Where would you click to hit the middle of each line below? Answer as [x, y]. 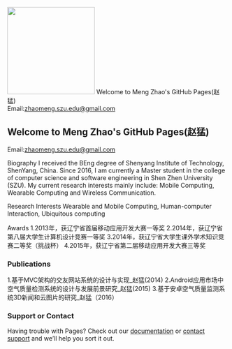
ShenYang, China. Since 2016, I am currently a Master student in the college [116, 170]
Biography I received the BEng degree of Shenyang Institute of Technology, [116, 163]
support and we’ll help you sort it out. [61, 339]
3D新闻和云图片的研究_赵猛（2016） [65, 297]
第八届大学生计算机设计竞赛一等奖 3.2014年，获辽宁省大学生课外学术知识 [113, 237]
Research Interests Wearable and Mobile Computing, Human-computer [109, 206]
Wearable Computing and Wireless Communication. [81, 193]
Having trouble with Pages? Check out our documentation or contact [106, 331]
